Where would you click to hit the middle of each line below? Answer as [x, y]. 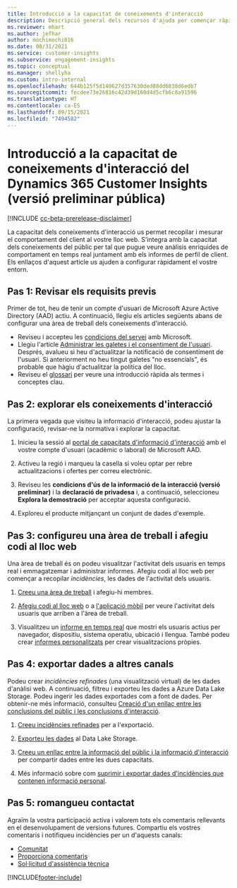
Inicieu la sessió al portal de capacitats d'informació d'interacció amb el [122, 442]
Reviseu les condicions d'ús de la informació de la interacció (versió [119, 485]
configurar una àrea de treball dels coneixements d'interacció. [98, 323]
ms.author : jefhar [34, 34]
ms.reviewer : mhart [36, 27]
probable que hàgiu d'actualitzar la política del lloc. [92, 367]
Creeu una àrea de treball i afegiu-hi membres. [85, 592]
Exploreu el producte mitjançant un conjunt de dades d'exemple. [111, 513]
